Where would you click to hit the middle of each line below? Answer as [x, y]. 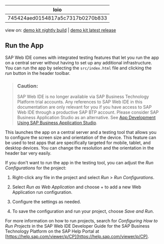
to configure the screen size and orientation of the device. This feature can [81, 138]
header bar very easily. [28, 153]
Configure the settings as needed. [47, 202]
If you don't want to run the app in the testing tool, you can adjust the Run [79, 163]
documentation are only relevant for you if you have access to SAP [84, 107]
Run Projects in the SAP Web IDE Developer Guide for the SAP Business [77, 226]
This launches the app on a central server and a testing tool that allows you [81, 132]
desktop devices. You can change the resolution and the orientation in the [80, 148]
